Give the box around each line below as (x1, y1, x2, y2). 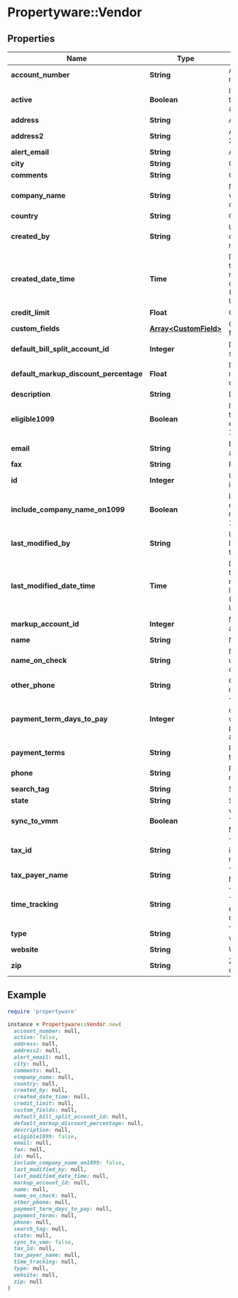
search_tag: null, (13, 1225, 69, 1232)
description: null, (13, 1126, 72, 1133)
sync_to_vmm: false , (13, 1238, 74, 1245)
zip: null (13, 1278, 42, 1285)
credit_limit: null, (13, 1100, 74, 1107)
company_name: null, (13, 1073, 74, 1081)
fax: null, (13, 1146, 46, 1153)
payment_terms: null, (13, 1212, 78, 1219)
